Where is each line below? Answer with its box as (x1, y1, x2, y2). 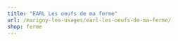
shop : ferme (7, 23, 42, 30)
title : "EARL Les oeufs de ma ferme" (7, 10, 118, 17)
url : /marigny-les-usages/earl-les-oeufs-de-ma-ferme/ (7, 17, 172, 24)
